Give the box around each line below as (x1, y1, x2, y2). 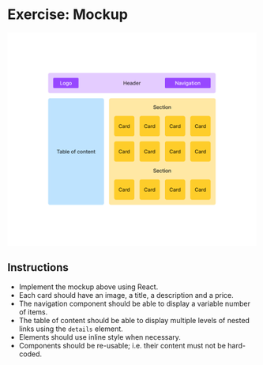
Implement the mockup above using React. (18, 282, 159, 292)
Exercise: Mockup (7, 6, 128, 24)
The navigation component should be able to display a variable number (18, 299, 250, 308)
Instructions (7, 261, 69, 274)
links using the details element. (18, 324, 123, 333)
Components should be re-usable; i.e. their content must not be (18, 341, 227, 350)
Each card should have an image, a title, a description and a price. (18, 290, 234, 299)
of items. (18, 307, 48, 317)
